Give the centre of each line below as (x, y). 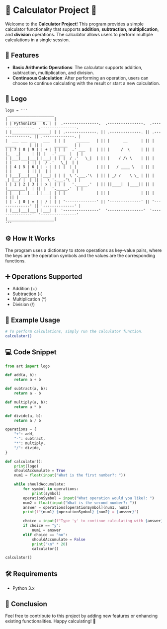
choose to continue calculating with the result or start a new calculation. (86, 83)
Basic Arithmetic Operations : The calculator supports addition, (77, 67)
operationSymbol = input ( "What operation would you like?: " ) (89, 498)
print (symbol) (46, 493)
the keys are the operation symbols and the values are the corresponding (80, 256)
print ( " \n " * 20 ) (50, 544)
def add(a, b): (21, 375)
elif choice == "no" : (45, 535)
